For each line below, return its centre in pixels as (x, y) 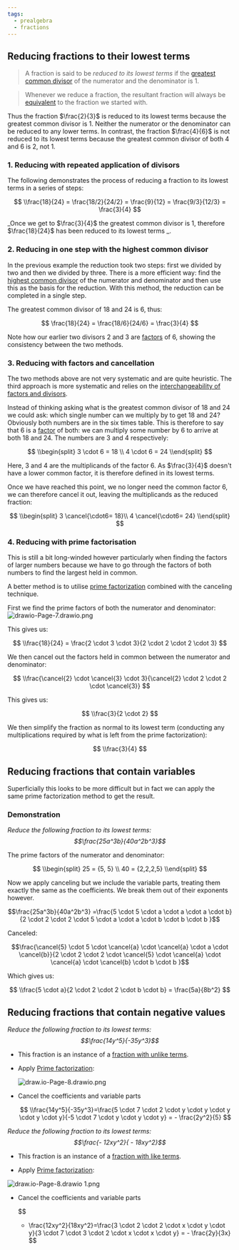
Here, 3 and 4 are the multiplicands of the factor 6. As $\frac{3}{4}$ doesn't (119, 465)
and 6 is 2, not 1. (31, 146)
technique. (23, 594)
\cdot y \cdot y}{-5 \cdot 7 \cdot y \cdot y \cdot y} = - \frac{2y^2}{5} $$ (125, 1117)
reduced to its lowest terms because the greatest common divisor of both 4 (118, 139)
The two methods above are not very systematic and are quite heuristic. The (119, 378)
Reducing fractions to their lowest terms (99, 56)
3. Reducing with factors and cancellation (81, 363)
